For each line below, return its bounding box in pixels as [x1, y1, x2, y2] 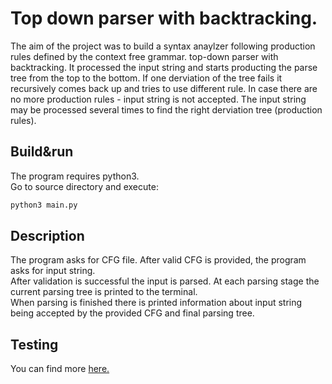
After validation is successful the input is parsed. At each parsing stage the [10, 275, 320, 287]
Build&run [10, 143, 74, 161]
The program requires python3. [10, 170, 140, 182]
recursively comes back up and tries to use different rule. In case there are [10, 82, 318, 94]
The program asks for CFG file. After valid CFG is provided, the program [10, 254, 307, 266]
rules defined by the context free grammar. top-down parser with [10, 50, 279, 62]
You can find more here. [10, 363, 110, 375]
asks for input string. [10, 265, 96, 277]
